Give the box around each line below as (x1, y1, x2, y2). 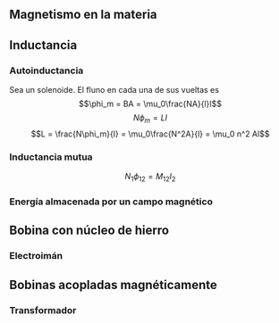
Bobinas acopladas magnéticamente (9, 277, 217, 293)
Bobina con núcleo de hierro (9, 223, 170, 238)
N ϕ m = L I (132, 112, 168, 125)
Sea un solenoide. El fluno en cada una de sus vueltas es (9, 85, 219, 95)
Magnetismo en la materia (9, 7, 158, 22)
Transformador (9, 303, 77, 316)
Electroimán (9, 250, 63, 262)
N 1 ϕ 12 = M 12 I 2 (124, 171, 176, 184)
